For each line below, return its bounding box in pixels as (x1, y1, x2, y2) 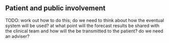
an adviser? (5, 33, 29, 39)
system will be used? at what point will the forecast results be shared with (5, 22, 160, 28)
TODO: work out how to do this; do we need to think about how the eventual (5, 17, 164, 23)
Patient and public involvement (5, 4, 106, 12)
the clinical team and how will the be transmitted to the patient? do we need (5, 27, 163, 34)
